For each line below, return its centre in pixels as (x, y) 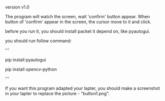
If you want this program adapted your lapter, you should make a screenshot (82, 88)
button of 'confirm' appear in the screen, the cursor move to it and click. (78, 22)
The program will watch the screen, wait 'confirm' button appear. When (78, 16)
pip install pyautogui (26, 60)
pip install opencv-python (31, 69)
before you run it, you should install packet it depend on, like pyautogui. (78, 31)
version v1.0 (17, 7)
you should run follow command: (38, 41)
